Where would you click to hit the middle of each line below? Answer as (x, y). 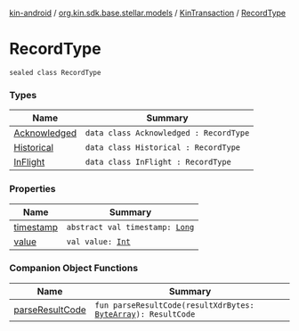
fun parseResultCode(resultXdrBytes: (175, 305)
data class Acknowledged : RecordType (167, 133)
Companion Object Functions (74, 269)
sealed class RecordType (55, 72)
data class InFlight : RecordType (158, 162)
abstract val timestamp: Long (130, 227)
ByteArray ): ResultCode (145, 314)
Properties (32, 189)
